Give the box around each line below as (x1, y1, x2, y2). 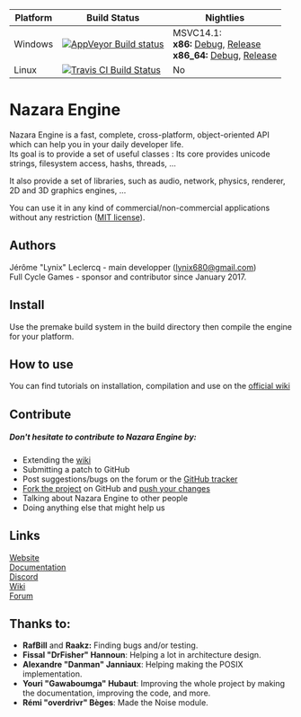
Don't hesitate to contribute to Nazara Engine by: (9, 431, 198, 443)
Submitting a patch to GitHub (22, 464, 130, 474)
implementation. (22, 668, 83, 679)
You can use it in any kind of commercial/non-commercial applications (9, 202, 270, 213)
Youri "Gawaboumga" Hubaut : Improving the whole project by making (22, 678, 286, 689)
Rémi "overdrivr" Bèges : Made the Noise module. (22, 697, 208, 708)
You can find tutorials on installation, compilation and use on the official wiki (9, 381, 290, 392)
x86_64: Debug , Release (173, 49, 277, 61)
